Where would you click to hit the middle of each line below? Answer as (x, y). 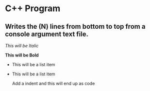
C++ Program (33, 9)
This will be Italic (22, 46)
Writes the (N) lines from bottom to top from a (75, 27)
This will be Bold (22, 55)
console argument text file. (47, 34)
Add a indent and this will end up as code (53, 83)
